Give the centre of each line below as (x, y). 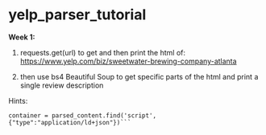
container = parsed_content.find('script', (83, 115)
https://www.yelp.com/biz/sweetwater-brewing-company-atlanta (128, 61)
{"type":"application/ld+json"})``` (70, 122)
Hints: (18, 100)
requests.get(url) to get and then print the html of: (102, 52)
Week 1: (22, 37)
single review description (62, 85)
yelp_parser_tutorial (77, 15)
